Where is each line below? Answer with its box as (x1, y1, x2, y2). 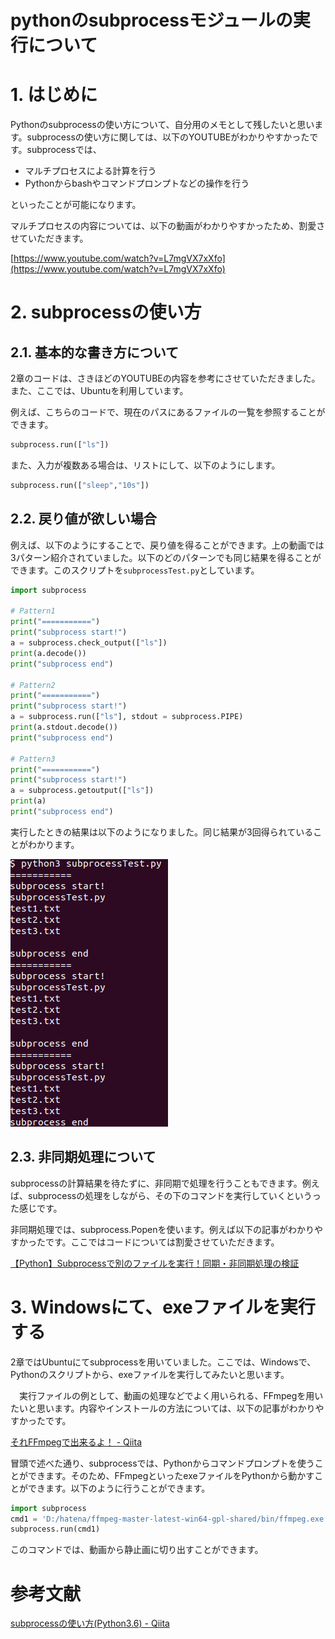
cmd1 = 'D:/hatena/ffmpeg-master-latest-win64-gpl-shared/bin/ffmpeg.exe (10, 1514, 325, 1524)
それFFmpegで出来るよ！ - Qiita (10, 1436, 143, 1448)
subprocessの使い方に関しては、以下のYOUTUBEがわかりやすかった (26, 131, 310, 143)
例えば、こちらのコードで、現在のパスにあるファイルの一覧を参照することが (10, 406, 326, 418)
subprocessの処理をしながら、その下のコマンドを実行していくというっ (27, 1189, 322, 1201)
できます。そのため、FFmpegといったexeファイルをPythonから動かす (27, 1469, 315, 1481)
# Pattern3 (10, 754, 56, 764)
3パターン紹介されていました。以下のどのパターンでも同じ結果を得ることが (10, 551, 322, 563)
